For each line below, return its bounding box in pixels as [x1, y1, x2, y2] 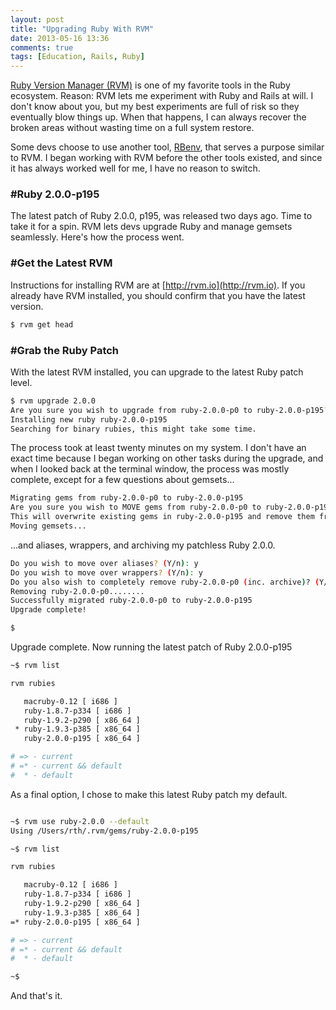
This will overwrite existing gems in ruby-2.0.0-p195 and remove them [10, 512, 315, 522]
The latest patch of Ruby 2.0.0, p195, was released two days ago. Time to [10, 210, 313, 222]
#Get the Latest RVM [10, 256, 113, 270]
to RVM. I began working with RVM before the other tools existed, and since [10, 152, 323, 164]
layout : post [10, 14, 65, 25]
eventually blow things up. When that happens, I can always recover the [10, 111, 307, 123]
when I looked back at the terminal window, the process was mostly [10, 463, 290, 475]
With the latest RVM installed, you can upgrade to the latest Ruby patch [10, 366, 304, 378]
